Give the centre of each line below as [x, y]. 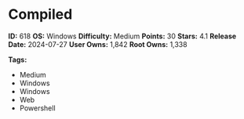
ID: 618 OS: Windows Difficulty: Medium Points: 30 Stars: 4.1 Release [122, 36]
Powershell [38, 108]
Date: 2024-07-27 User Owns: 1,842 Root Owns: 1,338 [98, 44]
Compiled [40, 14]
